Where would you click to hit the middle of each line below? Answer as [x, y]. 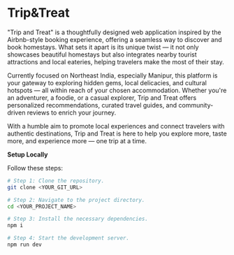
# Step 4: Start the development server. [68, 238]
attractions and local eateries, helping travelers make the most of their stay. [116, 61]
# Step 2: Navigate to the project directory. [76, 200]
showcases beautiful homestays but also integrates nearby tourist [102, 54]
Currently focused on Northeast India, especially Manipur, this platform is [112, 75]
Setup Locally [28, 154]
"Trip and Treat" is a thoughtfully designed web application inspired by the [114, 32]
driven [16, 112]
